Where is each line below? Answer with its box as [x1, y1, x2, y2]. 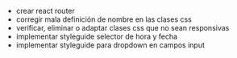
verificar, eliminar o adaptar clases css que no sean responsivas [15, 23, 230, 32]
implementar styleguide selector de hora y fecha [15, 31, 178, 41]
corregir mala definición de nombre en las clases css [15, 14, 192, 24]
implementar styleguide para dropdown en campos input [15, 40, 206, 50]
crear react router [15, 6, 75, 15]
